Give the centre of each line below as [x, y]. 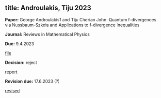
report [11, 72]
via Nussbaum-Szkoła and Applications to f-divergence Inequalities [72, 25]
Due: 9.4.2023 [20, 44]
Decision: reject [21, 62]
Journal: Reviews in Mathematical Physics [47, 34]
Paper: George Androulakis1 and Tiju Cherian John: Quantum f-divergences [81, 19]
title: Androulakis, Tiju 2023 [48, 8]
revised [13, 90]
